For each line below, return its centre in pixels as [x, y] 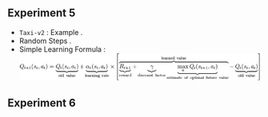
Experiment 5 [42, 13]
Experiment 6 [42, 103]
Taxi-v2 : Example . [51, 32]
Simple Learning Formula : [62, 49]
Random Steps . [45, 41]
